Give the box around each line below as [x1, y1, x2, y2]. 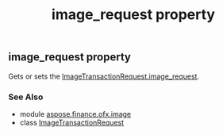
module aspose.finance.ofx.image [19, 109, 132, 118]
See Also [8, 91, 44, 102]
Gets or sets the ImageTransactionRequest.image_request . [8, 71, 200, 81]
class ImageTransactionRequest [19, 118, 125, 127]
